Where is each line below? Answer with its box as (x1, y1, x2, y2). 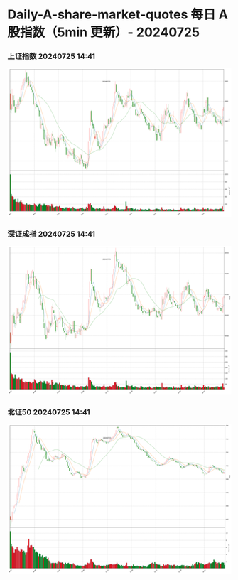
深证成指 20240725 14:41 (7, 229, 96, 239)
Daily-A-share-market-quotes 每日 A (7, 6, 229, 23)
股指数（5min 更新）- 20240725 (7, 24, 200, 41)
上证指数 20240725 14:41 (7, 51, 96, 61)
